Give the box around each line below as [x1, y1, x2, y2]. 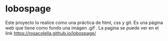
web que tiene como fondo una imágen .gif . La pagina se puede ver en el [5, 24, 159, 30]
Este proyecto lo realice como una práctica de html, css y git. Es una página [5, 19, 163, 25]
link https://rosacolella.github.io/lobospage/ [5, 30, 96, 36]
